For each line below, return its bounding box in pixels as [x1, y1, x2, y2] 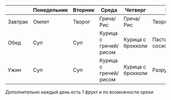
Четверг [125, 7, 146, 13]
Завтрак [8, 18, 28, 25]
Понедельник [33, 7, 68, 13]
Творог [73, 18, 91, 25]
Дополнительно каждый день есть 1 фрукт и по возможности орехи [5, 89, 154, 95]
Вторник [73, 7, 95, 13]
